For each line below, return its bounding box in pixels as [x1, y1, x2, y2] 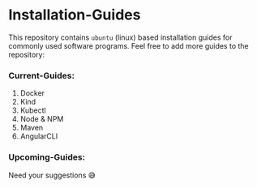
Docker [19, 88, 45, 98]
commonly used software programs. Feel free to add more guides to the [8, 41, 249, 50]
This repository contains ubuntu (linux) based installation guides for [8, 32, 233, 42]
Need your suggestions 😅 [8, 170, 96, 180]
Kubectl [19, 105, 46, 115]
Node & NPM [19, 114, 64, 124]
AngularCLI [19, 131, 58, 141]
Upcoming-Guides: [8, 152, 86, 163]
